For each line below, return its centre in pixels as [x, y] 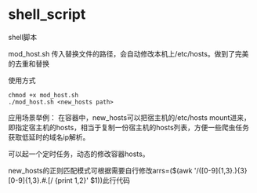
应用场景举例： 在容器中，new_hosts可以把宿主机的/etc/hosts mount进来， [129, 117]
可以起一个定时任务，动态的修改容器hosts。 [79, 154]
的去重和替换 [29, 64]
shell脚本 [23, 37]
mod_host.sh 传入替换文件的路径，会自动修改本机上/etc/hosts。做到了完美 [128, 53]
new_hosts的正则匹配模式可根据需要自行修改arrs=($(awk [100, 170]
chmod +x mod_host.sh [43, 95]
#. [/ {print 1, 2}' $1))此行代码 [86, 180]
